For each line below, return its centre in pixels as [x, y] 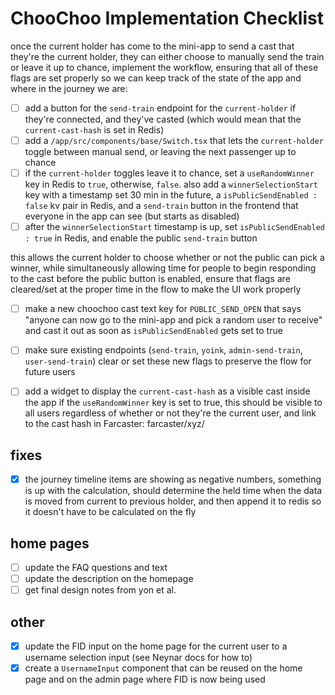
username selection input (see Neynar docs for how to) [138, 658]
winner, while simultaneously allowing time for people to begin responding [163, 268]
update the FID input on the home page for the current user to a [156, 646]
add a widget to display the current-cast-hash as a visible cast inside [167, 391]
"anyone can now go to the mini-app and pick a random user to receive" [173, 320]
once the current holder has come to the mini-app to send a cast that [152, 46]
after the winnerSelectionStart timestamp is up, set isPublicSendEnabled [174, 227]
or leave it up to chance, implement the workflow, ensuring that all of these [164, 67]
